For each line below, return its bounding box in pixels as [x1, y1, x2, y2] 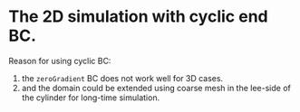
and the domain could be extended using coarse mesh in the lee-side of [21, 82, 291, 93]
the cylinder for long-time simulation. [21, 92, 160, 103]
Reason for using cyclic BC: [8, 55, 111, 66]
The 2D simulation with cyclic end [8, 6, 268, 27]
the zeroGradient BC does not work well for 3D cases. [21, 72, 224, 83]
